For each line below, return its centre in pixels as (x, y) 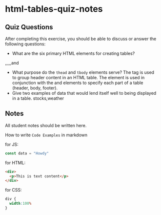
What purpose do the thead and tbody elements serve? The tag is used (83, 72)
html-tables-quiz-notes (54, 9)
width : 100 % (20, 204)
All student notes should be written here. (46, 125)
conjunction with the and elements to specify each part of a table (78, 83)
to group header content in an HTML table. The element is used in (78, 77)
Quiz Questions (29, 27)
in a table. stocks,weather (38, 98)
